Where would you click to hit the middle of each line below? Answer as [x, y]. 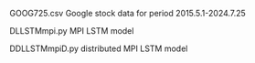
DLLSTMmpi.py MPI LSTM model [72, 31]
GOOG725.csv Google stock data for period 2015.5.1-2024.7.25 [128, 13]
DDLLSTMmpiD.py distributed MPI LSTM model [99, 48]
